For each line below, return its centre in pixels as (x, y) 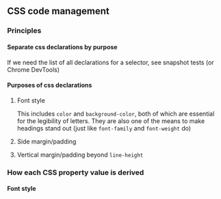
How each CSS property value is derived (76, 172)
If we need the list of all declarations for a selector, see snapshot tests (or (110, 62)
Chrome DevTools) (34, 69)
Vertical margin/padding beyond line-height (80, 155)
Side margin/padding (47, 141)
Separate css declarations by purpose (62, 47)
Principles (24, 31)
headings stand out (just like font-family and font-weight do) (104, 128)
